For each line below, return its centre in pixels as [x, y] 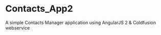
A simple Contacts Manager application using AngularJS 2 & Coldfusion [81, 22]
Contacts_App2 [39, 9]
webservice [18, 27]
